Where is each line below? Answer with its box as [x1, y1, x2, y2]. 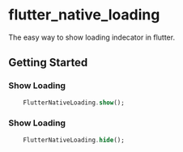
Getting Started [8, 56, 88, 70]
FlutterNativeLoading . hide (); [23, 136, 126, 144]
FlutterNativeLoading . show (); [23, 99, 126, 107]
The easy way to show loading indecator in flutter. [8, 32, 176, 42]
